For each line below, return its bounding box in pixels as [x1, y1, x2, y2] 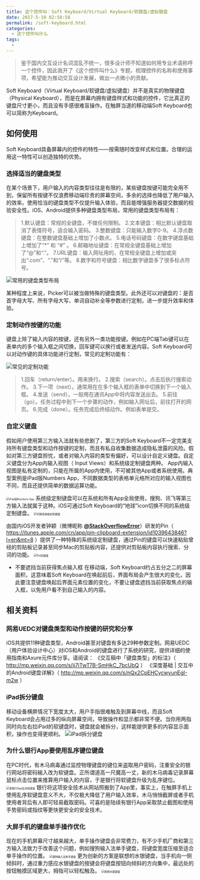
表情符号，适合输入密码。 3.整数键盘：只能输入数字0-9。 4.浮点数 [31, 227, 193, 234]
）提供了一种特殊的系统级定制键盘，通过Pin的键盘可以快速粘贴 [35, 536, 189, 543]
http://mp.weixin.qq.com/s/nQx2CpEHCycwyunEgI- [60, 669, 187, 676]
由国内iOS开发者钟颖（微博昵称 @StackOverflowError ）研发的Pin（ [6, 522, 174, 529]
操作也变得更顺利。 [16, 730, 64, 737]
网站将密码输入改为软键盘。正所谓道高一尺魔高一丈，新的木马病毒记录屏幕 [11, 769, 194, 776]
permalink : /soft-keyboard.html [6, 20, 86, 26]
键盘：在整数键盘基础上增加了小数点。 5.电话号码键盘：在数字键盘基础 [20, 234, 194, 241]
